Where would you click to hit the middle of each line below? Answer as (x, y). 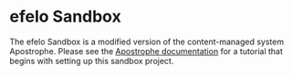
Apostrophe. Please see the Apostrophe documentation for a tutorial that (146, 51)
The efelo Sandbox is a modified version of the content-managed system (147, 42)
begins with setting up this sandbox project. (92, 61)
